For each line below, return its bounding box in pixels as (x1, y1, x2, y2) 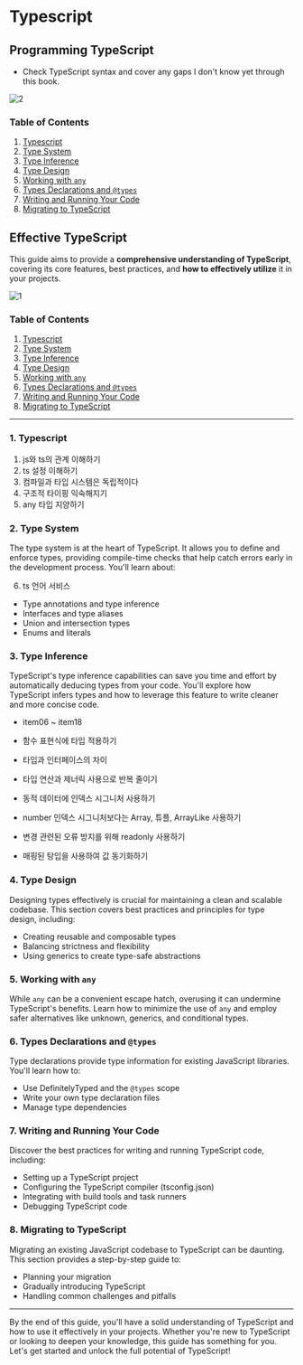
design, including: (9, 913, 76, 924)
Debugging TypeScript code (22, 1200, 128, 1212)
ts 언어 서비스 (22, 580, 70, 591)
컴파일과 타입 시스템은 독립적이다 (22, 476, 139, 487)
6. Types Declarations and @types (9, 1035, 157, 1048)
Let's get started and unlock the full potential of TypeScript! (9, 1345, 231, 1356)
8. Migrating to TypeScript (9, 1223, 127, 1236)
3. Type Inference (9, 649, 88, 662)
